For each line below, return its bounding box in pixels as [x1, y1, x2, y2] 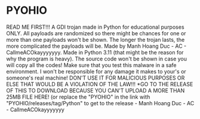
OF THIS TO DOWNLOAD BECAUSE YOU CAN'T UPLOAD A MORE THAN [6, 87, 185, 94]
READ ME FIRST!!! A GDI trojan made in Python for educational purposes [6, 23, 184, 30]
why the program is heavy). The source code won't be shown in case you [6, 55, 187, 62]
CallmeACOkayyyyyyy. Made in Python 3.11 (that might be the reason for [6, 48, 184, 56]
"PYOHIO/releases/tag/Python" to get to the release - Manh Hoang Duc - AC [6, 99, 195, 106]
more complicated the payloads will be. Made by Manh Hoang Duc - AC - [6, 42, 187, 50]
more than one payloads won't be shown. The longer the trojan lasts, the [6, 36, 185, 43]
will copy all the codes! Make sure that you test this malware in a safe [6, 61, 177, 69]
